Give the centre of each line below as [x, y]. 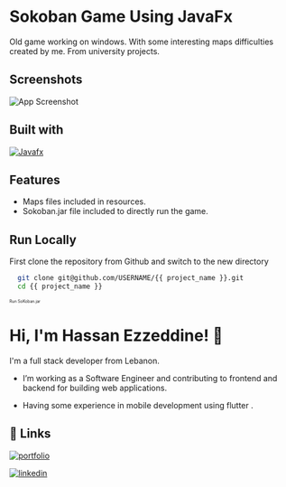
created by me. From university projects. [85, 51]
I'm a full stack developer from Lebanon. [85, 361]
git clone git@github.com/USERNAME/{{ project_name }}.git [131, 278]
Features [35, 179]
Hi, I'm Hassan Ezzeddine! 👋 [116, 336]
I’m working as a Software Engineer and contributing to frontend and [150, 378]
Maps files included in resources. [84, 201]
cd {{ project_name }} [60, 286]
